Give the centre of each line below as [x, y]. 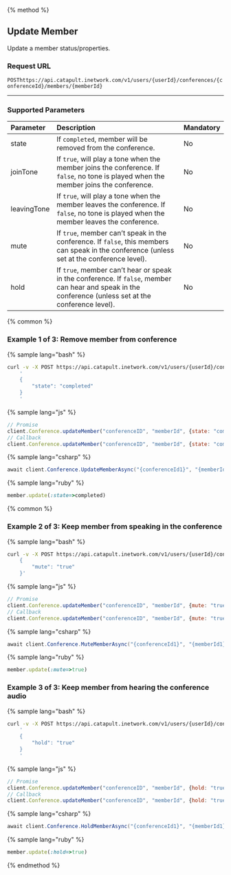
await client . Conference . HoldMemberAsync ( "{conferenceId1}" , [97, 826]
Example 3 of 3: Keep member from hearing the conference [108, 688]
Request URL [29, 66]
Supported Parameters [46, 110]
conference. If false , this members [112, 242]
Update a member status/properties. [59, 48]
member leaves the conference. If [111, 204]
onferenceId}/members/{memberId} [55, 86]
